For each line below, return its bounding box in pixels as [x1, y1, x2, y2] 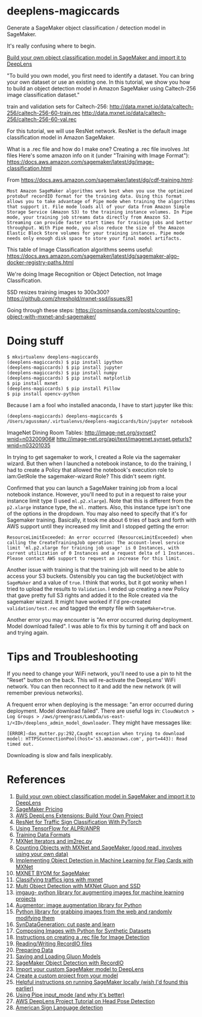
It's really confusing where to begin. [7, 42, 96, 49]
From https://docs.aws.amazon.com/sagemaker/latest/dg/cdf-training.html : [7, 176, 194, 183]
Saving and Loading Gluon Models [15, 953, 101, 960]
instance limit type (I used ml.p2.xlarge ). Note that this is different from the [7, 497, 193, 504]
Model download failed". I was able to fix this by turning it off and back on [7, 622, 189, 630]
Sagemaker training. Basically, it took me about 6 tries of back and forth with [7, 516, 197, 524]
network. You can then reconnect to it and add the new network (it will [7, 683, 181, 690]
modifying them [15, 914, 55, 921]
